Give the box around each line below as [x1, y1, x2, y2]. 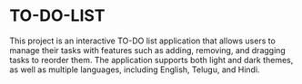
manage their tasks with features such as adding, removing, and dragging [9, 44, 287, 55]
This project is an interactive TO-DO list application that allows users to [9, 35, 276, 46]
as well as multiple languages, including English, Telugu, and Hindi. [9, 64, 261, 75]
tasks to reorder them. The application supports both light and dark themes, [9, 54, 294, 65]
